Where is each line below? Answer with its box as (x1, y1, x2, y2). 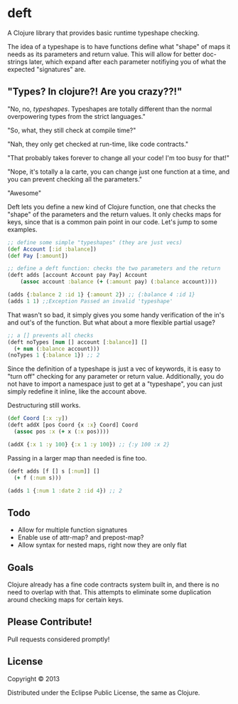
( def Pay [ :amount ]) (7, 252, 69, 259)
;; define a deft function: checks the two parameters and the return (7, 265, 221, 272)
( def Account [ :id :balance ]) (7, 246, 97, 253)
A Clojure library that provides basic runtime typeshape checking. (7, 28, 200, 37)
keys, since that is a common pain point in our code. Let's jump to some (7, 217, 218, 226)
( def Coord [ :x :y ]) (7, 415, 69, 422)
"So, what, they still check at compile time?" (7, 126, 136, 135)
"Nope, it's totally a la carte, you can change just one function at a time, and (7, 167, 230, 176)
